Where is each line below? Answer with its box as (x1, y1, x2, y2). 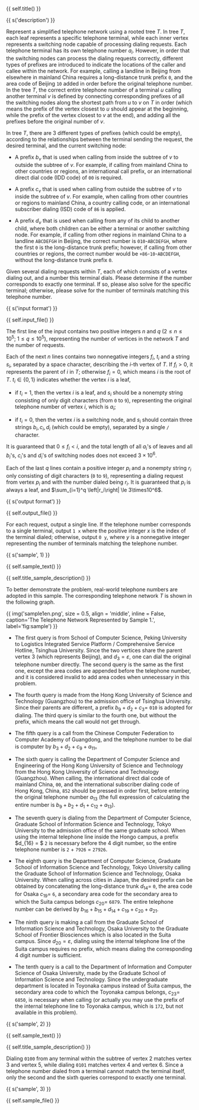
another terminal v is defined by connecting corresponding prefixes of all (6, 92, 185, 100)
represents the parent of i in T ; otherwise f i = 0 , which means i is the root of (6, 368, 191, 377)
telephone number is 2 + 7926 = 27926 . (14, 846, 108, 853)
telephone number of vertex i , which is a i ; (14, 403, 117, 412)
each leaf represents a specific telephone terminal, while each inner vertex (6, 34, 188, 41)
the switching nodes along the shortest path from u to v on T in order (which (6, 99, 192, 106)
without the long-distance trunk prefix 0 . (14, 257, 114, 264)
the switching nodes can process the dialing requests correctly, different (6, 55, 184, 62)
